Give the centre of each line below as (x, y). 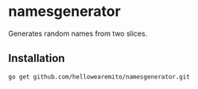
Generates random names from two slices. (78, 33)
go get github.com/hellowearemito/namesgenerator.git (99, 77)
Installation (37, 58)
